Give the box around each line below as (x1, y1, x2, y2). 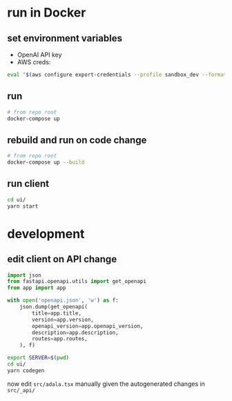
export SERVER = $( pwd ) (7, 354, 70, 362)
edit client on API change (7, 253, 117, 265)
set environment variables (7, 32, 123, 44)
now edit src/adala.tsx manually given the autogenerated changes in (7, 380, 206, 388)
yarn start (7, 202, 39, 210)
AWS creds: (17, 58, 51, 66)
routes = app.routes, (32, 335, 88, 342)
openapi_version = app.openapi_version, (32, 322, 144, 329)
